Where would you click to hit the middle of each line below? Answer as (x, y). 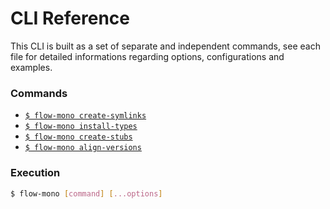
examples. (31, 67)
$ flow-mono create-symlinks (85, 116)
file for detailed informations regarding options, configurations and (147, 56)
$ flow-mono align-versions (83, 148)
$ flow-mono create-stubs (78, 137)
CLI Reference (70, 18)
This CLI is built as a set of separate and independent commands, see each (165, 46)
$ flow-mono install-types (81, 127)
